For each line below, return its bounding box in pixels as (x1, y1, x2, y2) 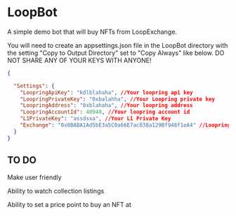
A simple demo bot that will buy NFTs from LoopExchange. (7, 27, 178, 36)
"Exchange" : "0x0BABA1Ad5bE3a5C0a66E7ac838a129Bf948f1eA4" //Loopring (20, 122, 231, 129)
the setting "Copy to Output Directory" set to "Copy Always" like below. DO (7, 49, 225, 57)
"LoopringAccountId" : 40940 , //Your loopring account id (20, 108, 190, 116)
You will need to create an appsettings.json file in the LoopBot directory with (7, 41, 228, 49)
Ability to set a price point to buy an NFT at (7, 200, 132, 208)
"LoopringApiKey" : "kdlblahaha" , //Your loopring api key (20, 89, 193, 96)
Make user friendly (7, 173, 62, 182)
